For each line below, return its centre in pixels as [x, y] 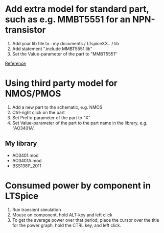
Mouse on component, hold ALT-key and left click [62, 215]
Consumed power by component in [78, 185]
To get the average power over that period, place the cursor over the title [86, 220]
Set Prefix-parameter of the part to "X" [51, 117]
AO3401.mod [25, 155]
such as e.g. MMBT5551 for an [68, 19]
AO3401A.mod [27, 160]
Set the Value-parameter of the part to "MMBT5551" [65, 54]
